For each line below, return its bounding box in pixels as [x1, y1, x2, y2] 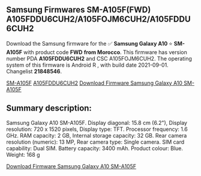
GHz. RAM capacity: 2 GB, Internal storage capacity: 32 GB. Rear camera [6, 132, 187, 139]
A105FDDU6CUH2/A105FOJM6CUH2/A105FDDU [6, 14, 191, 25]
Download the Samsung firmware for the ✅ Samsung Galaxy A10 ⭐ [6, 40, 173, 47]
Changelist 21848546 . [6, 67, 62, 74]
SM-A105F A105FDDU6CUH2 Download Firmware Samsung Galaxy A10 [6, 79, 183, 86]
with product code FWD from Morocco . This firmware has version [23, 48, 187, 56]
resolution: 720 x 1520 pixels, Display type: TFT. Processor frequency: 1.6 [6, 126, 188, 133]
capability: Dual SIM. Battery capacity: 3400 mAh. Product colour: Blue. [6, 144, 184, 152]
